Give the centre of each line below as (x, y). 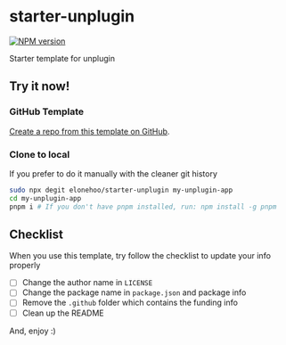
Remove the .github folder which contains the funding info (130, 303)
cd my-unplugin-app (45, 198)
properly (25, 266)
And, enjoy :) (33, 331)
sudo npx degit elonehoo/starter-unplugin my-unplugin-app (121, 190)
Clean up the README (63, 313)
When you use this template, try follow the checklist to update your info (140, 256)
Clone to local (40, 154)
